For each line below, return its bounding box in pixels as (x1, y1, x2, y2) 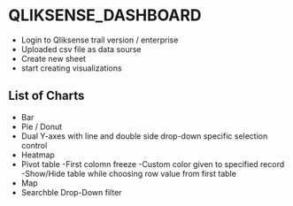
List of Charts (8, 88, 85, 103)
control (20, 140, 48, 150)
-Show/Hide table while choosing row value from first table (20, 168, 236, 179)
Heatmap (20, 149, 55, 160)
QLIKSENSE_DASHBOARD (8, 5, 202, 26)
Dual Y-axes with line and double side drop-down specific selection (20, 130, 268, 141)
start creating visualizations (20, 63, 122, 73)
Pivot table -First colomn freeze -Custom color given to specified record (20, 158, 285, 169)
